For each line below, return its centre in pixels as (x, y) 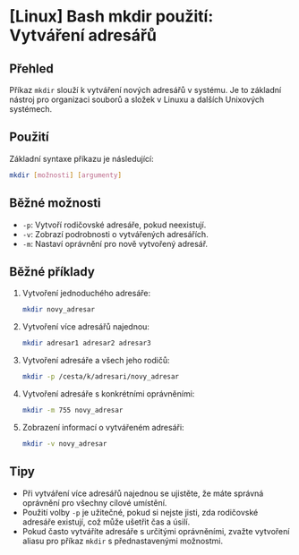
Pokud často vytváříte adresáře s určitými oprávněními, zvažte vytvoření (156, 531)
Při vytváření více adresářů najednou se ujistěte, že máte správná (143, 493)
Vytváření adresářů (83, 35)
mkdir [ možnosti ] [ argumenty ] (66, 175)
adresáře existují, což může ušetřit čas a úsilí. (106, 522)
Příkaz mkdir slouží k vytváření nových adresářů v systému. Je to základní (145, 90)
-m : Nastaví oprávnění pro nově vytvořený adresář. (115, 243)
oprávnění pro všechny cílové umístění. (94, 502)
